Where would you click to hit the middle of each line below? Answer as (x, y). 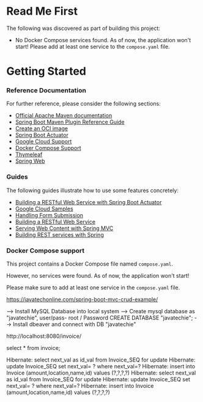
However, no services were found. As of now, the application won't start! (98, 276)
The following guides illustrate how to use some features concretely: (93, 190)
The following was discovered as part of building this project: (83, 28)
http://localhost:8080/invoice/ (44, 336)
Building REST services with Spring (59, 234)
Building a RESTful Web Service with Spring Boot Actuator (88, 202)
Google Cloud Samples (44, 209)
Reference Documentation (46, 91)
